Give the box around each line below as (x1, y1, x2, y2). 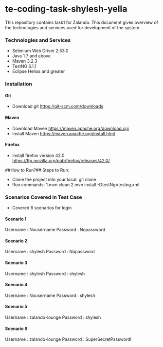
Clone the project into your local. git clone (12, 176, 96, 182)
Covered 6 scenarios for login (12, 205, 72, 211)
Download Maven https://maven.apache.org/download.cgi (12, 125, 129, 131)
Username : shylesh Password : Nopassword (5, 249, 95, 255)
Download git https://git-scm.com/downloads (12, 104, 104, 109)
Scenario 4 (5, 282, 28, 288)
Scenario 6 (5, 326, 28, 331)
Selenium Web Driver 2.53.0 (12, 48, 69, 54)
